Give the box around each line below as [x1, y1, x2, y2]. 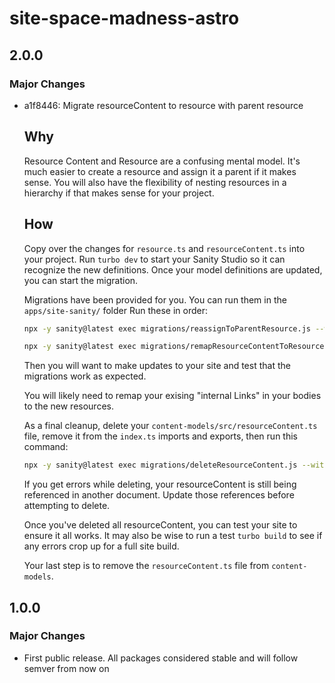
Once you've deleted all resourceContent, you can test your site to [23, 519, 298, 531]
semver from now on [23, 662, 110, 674]
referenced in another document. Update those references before [23, 489, 295, 501]
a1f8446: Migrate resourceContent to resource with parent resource [23, 99, 304, 111]
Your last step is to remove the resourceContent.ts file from [23, 560, 270, 572]
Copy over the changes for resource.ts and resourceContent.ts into [23, 242, 306, 254]
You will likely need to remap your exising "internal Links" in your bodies [23, 390, 322, 402]
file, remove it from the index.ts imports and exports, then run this [23, 430, 298, 442]
